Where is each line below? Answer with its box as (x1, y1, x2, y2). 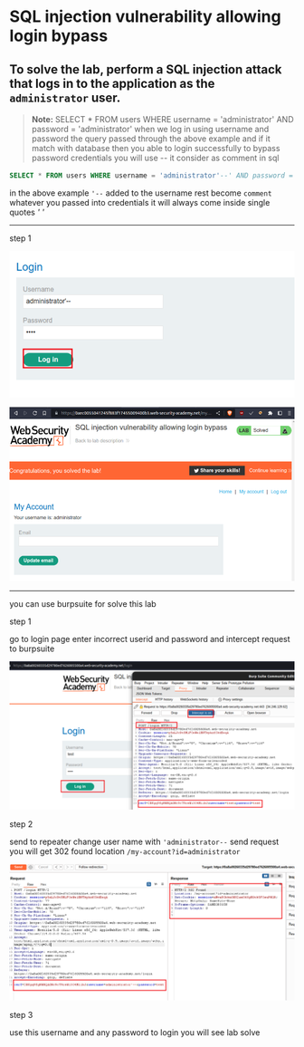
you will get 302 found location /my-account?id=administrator (9, 845, 242, 857)
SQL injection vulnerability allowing (9, 6, 282, 27)
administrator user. (9, 90, 121, 105)
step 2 (9, 818, 33, 830)
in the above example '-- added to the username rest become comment (9, 187, 272, 198)
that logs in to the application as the (9, 75, 215, 91)
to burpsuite (9, 643, 55, 654)
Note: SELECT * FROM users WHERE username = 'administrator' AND (31, 114, 294, 124)
